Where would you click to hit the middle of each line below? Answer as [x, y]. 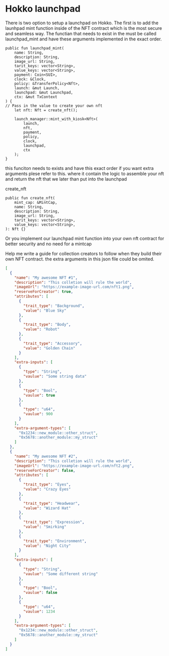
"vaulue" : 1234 [39, 611]
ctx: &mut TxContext [36, 97]
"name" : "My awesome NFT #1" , [46, 278]
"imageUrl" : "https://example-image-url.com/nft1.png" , [74, 287]
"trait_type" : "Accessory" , [53, 343]
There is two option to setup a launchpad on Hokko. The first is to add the [82, 23]
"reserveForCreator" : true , [44, 292]
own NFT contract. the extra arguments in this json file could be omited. [80, 259]
